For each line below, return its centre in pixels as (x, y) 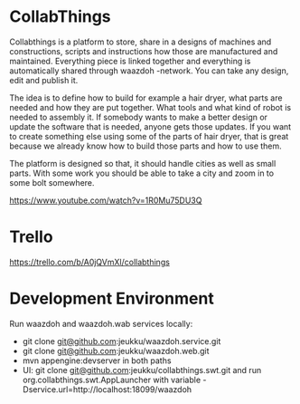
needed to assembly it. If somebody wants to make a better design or (139, 117)
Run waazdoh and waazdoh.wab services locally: (101, 323)
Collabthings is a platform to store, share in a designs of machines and (141, 42)
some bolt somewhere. (52, 182)
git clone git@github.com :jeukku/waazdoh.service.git (122, 341)
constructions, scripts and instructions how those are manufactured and (144, 51)
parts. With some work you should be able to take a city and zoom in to (141, 173)
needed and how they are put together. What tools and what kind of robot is (150, 107)
